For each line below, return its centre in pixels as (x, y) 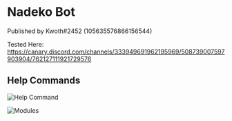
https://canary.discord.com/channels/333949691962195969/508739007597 (116, 52)
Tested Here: (26, 44)
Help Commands (44, 81)
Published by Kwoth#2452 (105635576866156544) (80, 31)
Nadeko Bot (41, 12)
